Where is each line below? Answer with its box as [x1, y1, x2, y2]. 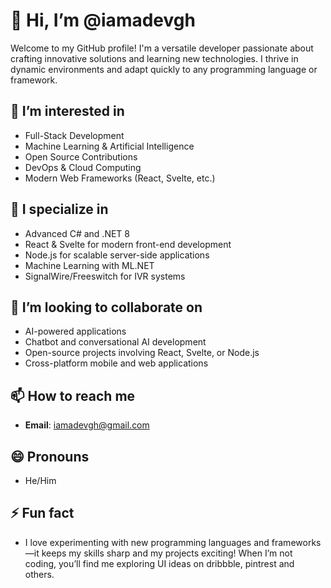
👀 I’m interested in [10, 103, 125, 120]
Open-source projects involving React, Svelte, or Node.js [24, 347, 260, 359]
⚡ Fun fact [10, 505, 75, 522]
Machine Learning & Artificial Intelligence [24, 140, 195, 152]
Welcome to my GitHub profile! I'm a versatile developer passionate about [10, 42, 314, 54]
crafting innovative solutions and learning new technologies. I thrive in [10, 52, 299, 64]
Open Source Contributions [24, 150, 138, 163]
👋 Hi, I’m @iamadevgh [10, 9, 196, 32]
